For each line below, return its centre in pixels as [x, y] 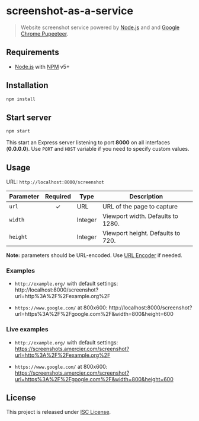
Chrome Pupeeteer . [44, 33]
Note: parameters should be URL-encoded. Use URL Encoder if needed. [94, 255]
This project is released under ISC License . [59, 412]
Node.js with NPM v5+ [42, 67]
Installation [27, 85]
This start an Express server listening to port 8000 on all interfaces [88, 143]
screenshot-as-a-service [70, 11]
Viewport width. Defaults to [141, 216]
